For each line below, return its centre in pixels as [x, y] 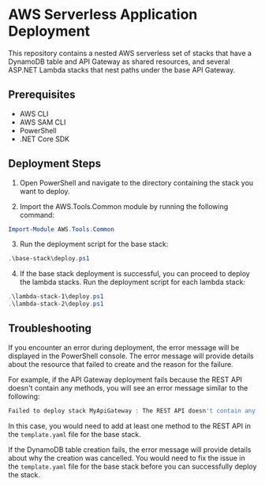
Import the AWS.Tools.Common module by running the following [124, 206]
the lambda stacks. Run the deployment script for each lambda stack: [132, 282]
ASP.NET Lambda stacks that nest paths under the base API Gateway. [122, 69]
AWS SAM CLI [43, 122]
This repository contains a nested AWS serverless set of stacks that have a [130, 53]
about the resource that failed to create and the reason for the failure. [121, 364]
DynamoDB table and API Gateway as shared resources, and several [119, 62]
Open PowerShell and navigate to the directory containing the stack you [136, 182]
